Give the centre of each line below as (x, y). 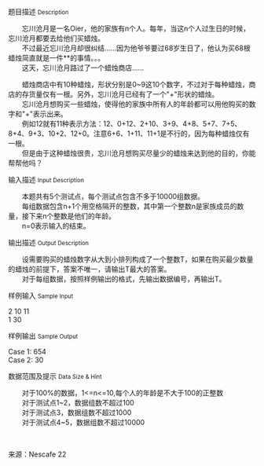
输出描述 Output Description (48, 242)
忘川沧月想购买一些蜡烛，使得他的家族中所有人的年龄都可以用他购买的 (135, 104)
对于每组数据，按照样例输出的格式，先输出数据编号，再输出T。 (124, 279)
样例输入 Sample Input (41, 295)
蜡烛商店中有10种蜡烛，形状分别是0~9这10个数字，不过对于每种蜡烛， (136, 84)
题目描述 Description (38, 12)
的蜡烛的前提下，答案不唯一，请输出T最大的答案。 (90, 269)
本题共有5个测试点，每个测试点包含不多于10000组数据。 (113, 196)
